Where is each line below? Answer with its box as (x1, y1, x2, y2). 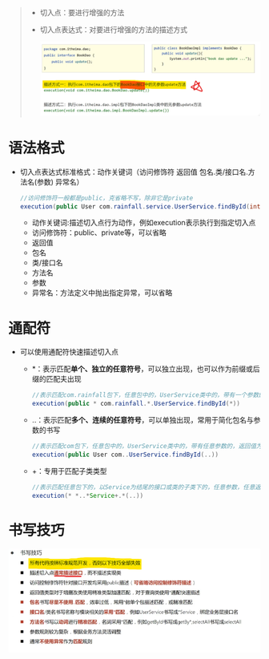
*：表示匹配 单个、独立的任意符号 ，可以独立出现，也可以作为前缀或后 (31, 364, 260, 374)
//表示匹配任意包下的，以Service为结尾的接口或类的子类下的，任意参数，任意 (31, 483, 255, 491)
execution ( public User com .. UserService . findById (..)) (31, 451, 219, 459)
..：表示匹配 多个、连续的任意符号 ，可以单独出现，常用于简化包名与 (31, 415, 254, 425)
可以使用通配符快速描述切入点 (19, 347, 118, 357)
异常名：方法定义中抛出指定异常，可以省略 (31, 288, 173, 297)
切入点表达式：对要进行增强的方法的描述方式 (39, 25, 188, 34)
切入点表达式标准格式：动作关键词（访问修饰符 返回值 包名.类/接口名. (19, 167, 248, 176)
